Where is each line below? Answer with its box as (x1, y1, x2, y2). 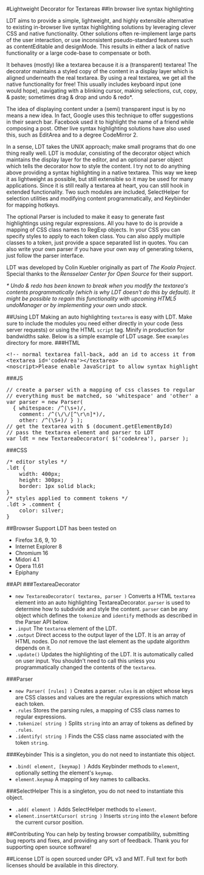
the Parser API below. (15, 618, 69, 625)
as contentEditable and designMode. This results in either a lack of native (6, 43, 190, 50)
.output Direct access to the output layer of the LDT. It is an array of (15, 631, 186, 639)
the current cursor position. (15, 819, 84, 826)
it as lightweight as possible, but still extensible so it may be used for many (6, 175, 193, 182)
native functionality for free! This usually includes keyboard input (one (6, 80, 182, 88)
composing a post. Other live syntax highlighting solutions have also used (6, 125, 191, 132)
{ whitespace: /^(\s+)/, (12, 405, 87, 411)
